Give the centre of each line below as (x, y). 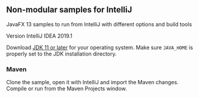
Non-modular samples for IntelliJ (69, 10)
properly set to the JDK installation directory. (61, 54)
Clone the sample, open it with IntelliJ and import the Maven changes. (92, 82)
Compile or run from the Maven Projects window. (67, 88)
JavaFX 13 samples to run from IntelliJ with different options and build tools (99, 24)
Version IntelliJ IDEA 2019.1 (40, 36)
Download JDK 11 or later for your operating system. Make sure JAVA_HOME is (100, 47)
